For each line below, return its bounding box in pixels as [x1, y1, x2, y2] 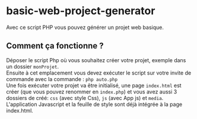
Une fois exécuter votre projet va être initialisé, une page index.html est [6, 82, 182, 89]
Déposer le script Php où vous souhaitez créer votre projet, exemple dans [6, 56, 186, 63]
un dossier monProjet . [6, 63, 59, 70]
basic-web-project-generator [6, 4, 155, 18]
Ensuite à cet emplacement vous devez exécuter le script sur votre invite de [6, 69, 192, 76]
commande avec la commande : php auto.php [6, 75, 117, 82]
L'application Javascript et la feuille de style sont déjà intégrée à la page [6, 101, 183, 108]
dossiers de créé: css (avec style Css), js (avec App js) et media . [6, 94, 164, 101]
